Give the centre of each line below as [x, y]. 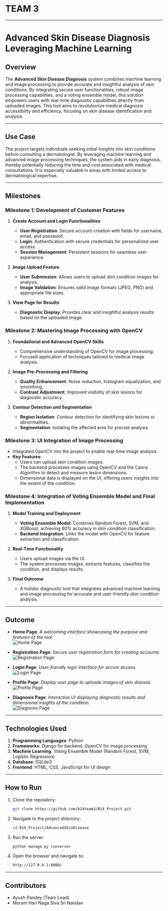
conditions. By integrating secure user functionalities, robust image [74, 89]
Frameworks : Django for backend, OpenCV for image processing [80, 746]
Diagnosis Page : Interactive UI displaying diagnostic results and [79, 697]
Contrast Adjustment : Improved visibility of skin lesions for [81, 392]
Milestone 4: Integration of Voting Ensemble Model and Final [80, 496]
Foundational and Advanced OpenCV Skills [58, 341]
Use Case [20, 137]
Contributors [26, 885]
